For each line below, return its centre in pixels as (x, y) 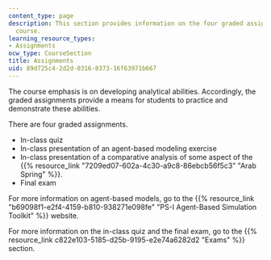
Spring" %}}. (41, 174)
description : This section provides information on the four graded (126, 23)
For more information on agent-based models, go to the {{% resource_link (131, 198)
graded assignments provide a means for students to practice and (118, 100)
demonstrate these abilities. (54, 108)
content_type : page (41, 16)
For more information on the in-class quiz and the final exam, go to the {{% (133, 231)
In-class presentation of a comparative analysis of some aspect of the (136, 157)
